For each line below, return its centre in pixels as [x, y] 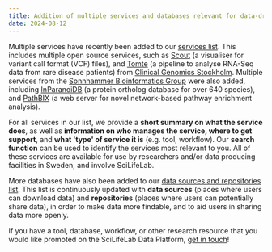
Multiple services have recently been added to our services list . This [122, 46]
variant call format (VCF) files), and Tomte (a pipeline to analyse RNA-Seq [131, 63]
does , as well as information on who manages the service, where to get [130, 131]
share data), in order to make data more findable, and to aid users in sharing [135, 206]
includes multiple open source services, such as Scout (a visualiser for [126, 55]
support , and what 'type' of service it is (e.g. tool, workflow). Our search [132, 139]
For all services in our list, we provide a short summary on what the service [136, 122]
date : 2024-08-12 [38, 23]
